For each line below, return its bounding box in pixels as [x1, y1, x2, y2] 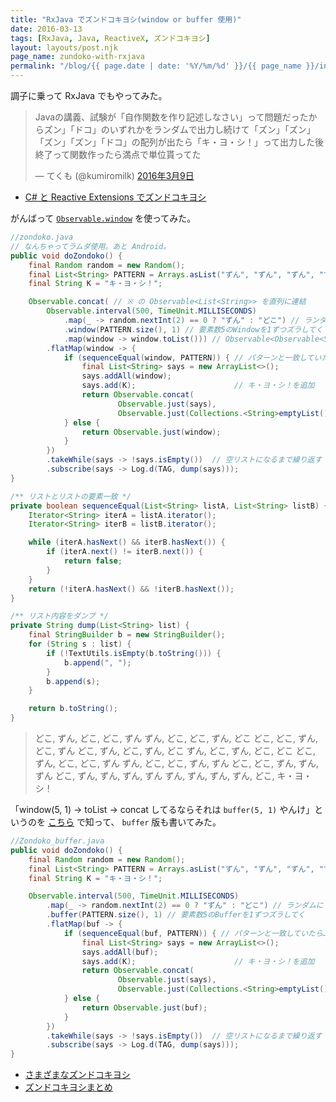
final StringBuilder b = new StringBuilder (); [28, 630, 226, 640]
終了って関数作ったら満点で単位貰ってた [34, 149, 202, 160]
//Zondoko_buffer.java [10, 836, 105, 846]
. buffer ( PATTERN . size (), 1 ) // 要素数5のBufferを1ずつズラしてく [46, 910, 306, 920]
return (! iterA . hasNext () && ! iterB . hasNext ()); [28, 584, 235, 594]
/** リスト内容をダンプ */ [10, 611, 109, 621]
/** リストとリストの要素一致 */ [10, 491, 132, 501]
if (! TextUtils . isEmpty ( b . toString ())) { [46, 648, 222, 658]
